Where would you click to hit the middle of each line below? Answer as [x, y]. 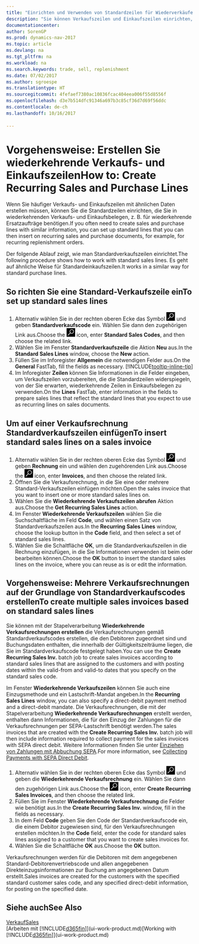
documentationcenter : [33, 25]
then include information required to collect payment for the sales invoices [97, 738]
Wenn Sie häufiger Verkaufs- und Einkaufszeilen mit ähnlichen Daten [91, 204]
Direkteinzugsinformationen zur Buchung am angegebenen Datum [88, 870]
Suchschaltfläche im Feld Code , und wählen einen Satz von [88, 520]
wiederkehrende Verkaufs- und [85, 163]
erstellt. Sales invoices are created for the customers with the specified [93, 876]
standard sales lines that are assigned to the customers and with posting [95, 664]
